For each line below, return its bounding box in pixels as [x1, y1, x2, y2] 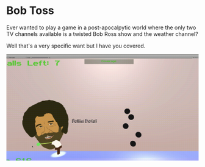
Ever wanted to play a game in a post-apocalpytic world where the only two [6, 24, 196, 31]
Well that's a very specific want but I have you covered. [6, 42, 146, 49]
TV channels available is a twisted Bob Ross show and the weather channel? [6, 30, 198, 37]
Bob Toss [6, 4, 55, 18]
